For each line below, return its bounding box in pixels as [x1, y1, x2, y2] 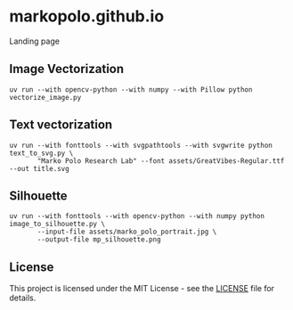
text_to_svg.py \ [9, 149, 74, 158]
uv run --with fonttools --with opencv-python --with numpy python [9, 212, 265, 221]
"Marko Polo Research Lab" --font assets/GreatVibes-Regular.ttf [37, 156, 285, 166]
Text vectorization [9, 118, 113, 133]
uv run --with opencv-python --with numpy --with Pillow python [9, 85, 253, 94]
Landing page [9, 36, 61, 46]
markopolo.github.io [9, 6, 165, 27]
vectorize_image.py [9, 93, 82, 102]
